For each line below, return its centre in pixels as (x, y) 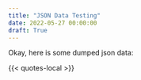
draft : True (28, 30)
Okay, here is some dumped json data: (71, 53)
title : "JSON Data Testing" (55, 15)
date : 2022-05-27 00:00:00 (53, 23)
